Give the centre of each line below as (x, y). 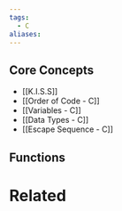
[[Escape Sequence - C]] (67, 129)
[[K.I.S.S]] (40, 92)
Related (38, 195)
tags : (19, 17)
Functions (38, 157)
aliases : (25, 34)
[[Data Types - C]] (55, 120)
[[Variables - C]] (51, 110)
